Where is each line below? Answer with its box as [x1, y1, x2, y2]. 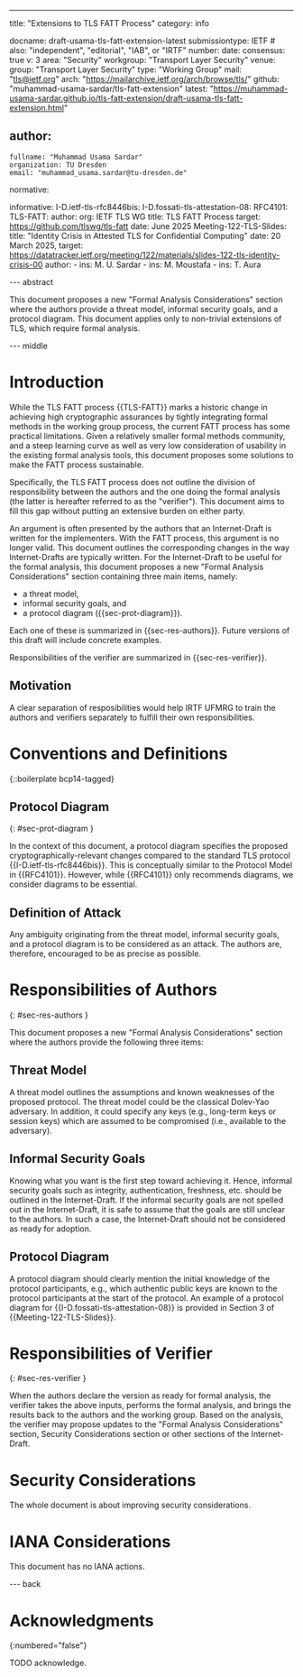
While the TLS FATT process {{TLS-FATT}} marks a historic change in [9, 401, 268, 412]
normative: [9, 184, 50, 195]
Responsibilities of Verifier [9, 1343, 214, 1363]
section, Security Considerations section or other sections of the [9, 1429, 250, 1440]
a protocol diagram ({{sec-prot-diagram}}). [22, 607, 183, 618]
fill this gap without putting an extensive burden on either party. [9, 505, 245, 516]
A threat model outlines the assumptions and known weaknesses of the [9, 1086, 275, 1097]
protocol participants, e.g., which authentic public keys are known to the [9, 1283, 278, 1294]
